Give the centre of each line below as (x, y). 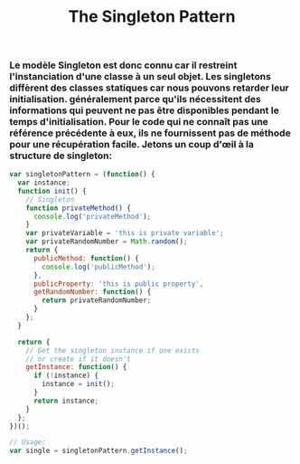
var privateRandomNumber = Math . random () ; (107, 241)
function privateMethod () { (78, 208)
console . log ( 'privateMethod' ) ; (92, 216)
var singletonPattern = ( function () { (82, 175)
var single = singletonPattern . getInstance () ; (98, 451)
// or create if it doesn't (78, 359)
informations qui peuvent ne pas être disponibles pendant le (145, 110)
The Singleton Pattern (152, 17)
